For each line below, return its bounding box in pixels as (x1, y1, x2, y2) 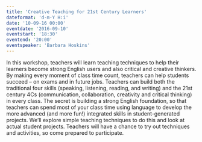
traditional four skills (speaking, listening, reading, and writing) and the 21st (6, 84, 193, 91)
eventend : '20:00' (6, 37, 52, 43)
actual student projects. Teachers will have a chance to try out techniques (6, 123, 190, 130)
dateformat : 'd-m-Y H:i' (6, 14, 69, 20)
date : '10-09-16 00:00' (6, 20, 66, 26)
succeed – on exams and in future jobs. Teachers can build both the (6, 78, 175, 85)
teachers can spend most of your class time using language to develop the (6, 103, 192, 111)
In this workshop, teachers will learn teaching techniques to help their (6, 58, 180, 66)
